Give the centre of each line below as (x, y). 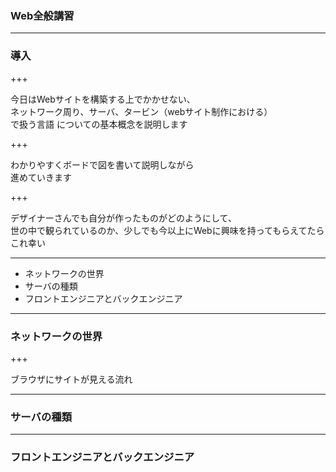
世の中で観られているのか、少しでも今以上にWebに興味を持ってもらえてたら (167, 230)
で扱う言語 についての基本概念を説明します (99, 124)
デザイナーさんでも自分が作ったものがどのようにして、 (123, 218)
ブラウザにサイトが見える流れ (71, 379)
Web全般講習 (42, 15)
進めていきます (41, 177)
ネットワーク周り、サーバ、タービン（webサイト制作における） (141, 111)
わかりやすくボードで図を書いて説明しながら (102, 164)
